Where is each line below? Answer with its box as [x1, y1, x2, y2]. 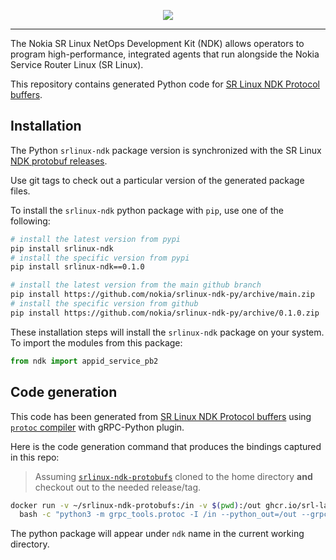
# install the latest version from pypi [10, 234, 182, 244]
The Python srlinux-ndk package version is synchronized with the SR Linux [10, 144, 322, 156]
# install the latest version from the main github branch [10, 280, 262, 290]
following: [10, 215, 51, 227]
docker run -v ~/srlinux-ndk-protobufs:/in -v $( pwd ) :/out [10, 500, 262, 510]
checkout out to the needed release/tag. [34, 481, 202, 493]
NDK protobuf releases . [10, 155, 108, 167]
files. [10, 185, 31, 197]
